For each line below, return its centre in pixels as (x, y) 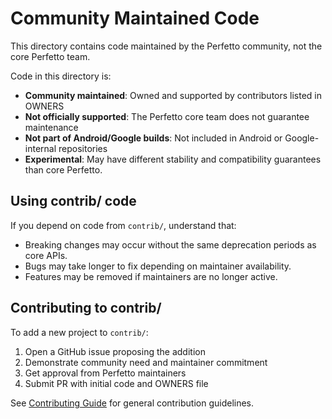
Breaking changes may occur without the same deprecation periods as (170, 244)
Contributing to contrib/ (86, 308)
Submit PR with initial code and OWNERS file (116, 383)
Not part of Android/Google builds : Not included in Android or (153, 138)
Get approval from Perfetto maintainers (105, 373)
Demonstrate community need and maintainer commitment (146, 362)
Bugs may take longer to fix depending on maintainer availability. (158, 266)
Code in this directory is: (61, 76)
